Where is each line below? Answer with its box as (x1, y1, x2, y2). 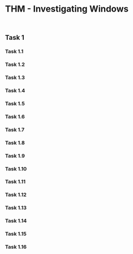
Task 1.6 (5, 113, 25, 120)
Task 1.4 (5, 87, 25, 94)
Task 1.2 (5, 61, 25, 68)
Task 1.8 (5, 139, 25, 146)
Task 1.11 (5, 178, 26, 185)
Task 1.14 (5, 218, 27, 224)
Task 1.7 (5, 126, 25, 133)
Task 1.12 (5, 191, 27, 198)
